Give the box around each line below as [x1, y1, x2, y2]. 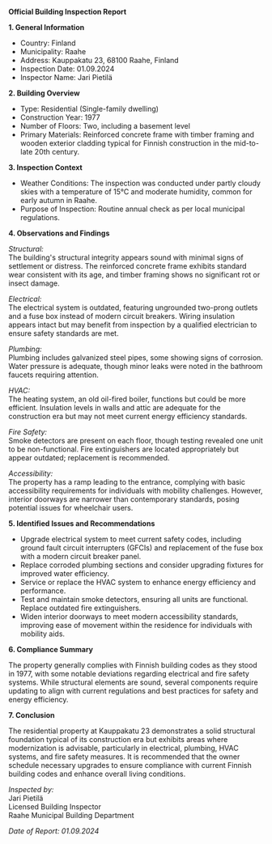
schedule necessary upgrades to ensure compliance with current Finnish [8, 761, 253, 770]
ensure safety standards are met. [8, 329, 119, 338]
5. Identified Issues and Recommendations [8, 519, 155, 528]
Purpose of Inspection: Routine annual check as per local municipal [19, 204, 245, 214]
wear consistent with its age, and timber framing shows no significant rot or [8, 270, 261, 279]
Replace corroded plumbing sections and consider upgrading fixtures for [19, 560, 264, 570]
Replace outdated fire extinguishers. [19, 603, 142, 613]
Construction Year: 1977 [19, 112, 100, 122]
